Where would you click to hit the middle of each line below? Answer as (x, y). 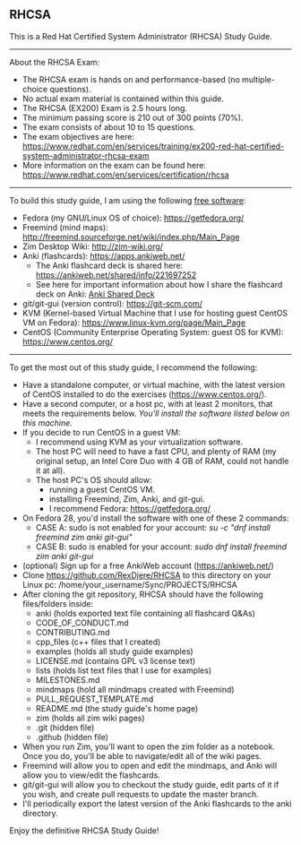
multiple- (258, 79)
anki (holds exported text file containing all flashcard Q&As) (145, 613)
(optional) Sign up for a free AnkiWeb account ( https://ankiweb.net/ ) (148, 565)
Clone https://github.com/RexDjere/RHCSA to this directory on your (146, 575)
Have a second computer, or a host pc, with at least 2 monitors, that (147, 403)
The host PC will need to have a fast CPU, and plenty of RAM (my (156, 451)
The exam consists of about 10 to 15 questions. (109, 127)
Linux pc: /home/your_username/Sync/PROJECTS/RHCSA (129, 584)
